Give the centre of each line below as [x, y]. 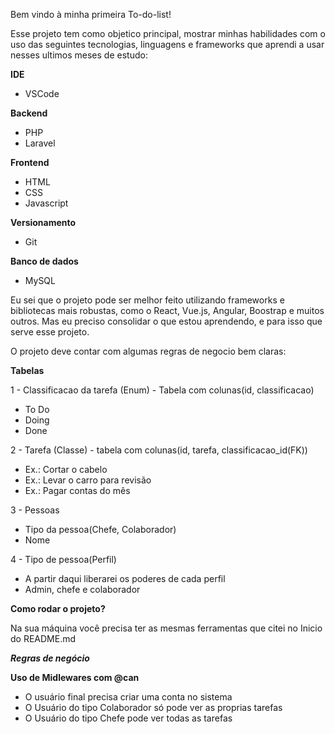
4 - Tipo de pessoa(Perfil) [63, 559]
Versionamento [43, 222]
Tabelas [27, 370]
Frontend [30, 162]
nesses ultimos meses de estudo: [79, 55]
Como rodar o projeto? [58, 608]
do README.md [43, 638]
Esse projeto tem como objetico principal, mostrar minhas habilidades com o [168, 33]
